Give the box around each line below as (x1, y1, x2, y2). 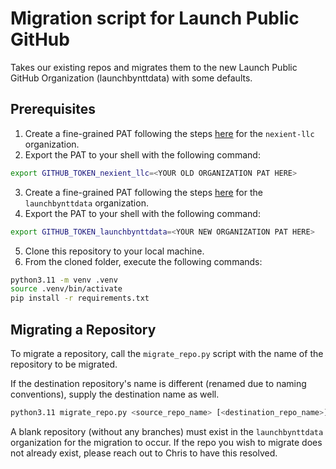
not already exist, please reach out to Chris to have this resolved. (10, 447, 278, 459)
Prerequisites (10, 101, 96, 118)
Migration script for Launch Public (10, 7, 300, 30)
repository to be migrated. (10, 358, 118, 370)
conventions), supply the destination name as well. (10, 388, 220, 400)
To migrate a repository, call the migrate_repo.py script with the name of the (10, 347, 324, 359)
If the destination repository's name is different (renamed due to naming (10, 377, 307, 389)
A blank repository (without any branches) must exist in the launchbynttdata (10, 425, 324, 437)
